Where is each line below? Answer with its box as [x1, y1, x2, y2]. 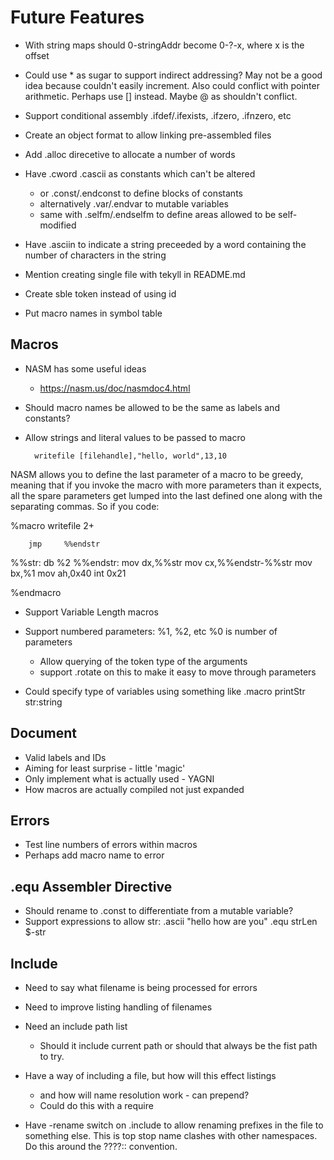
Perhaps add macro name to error [24, 849, 165, 861]
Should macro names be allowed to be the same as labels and [24, 401, 280, 413]
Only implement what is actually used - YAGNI [24, 772, 215, 785]
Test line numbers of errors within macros [24, 839, 198, 851]
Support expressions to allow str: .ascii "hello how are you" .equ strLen [24, 916, 318, 928]
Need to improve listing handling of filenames [24, 1001, 213, 1013]
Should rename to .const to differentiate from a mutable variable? [24, 905, 294, 917]
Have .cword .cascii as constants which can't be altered [24, 167, 256, 180]
